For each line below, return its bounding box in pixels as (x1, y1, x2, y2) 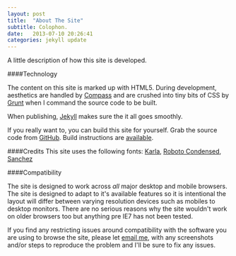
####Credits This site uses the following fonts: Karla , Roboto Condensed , (7, 147, 222, 156)
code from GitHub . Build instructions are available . (7, 134, 154, 142)
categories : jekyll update (7, 37, 87, 44)
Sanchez (7, 155, 33, 163)
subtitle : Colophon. (7, 23, 69, 30)
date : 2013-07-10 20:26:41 (7, 30, 93, 37)
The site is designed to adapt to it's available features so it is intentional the (7, 190, 227, 198)
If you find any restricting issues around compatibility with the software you (7, 226, 228, 234)
